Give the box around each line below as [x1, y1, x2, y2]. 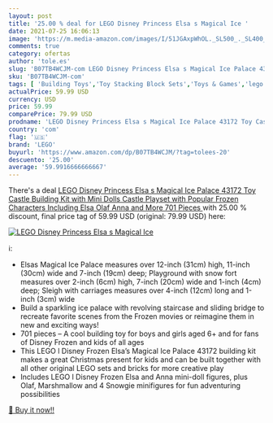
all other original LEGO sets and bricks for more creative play [19, 364, 224, 373]
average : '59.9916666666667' [8, 164, 107, 172]
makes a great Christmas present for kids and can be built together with [19, 355, 262, 364]
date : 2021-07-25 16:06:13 [8, 27, 100, 35]
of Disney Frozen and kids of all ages [19, 338, 145, 347]
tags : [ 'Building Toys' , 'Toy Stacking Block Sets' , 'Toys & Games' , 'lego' [8, 80, 267, 88]
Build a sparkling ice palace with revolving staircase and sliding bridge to [19, 303, 265, 313]
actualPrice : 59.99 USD [8, 87, 89, 96]
